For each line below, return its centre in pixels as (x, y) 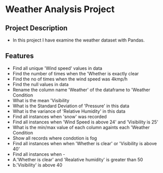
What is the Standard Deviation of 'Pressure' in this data (71, 106)
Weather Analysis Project (60, 9)
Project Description (36, 28)
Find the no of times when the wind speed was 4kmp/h (70, 79)
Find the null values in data (40, 84)
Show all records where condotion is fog (55, 138)
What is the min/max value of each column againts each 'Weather (81, 127)
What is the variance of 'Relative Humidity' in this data (69, 111)
